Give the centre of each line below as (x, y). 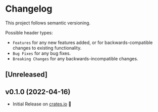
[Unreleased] (27, 75)
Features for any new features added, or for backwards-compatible (83, 42)
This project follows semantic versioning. (48, 23)
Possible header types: (29, 32)
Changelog (29, 9)
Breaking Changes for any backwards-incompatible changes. (75, 58)
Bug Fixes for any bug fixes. (42, 53)
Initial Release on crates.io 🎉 (42, 104)
